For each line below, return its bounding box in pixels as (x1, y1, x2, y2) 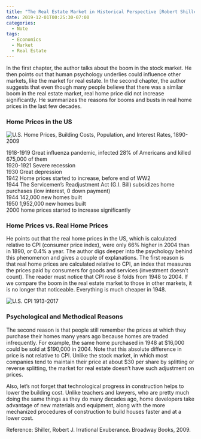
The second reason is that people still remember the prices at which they (6, 326, 187, 333)
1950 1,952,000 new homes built (6, 200, 87, 208)
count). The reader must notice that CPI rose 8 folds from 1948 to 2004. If (6, 273, 188, 281)
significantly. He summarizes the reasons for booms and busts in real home (6, 96, 193, 103)
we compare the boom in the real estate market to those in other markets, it (6, 279, 193, 287)
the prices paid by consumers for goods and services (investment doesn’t (6, 267, 188, 274)
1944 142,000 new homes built (6, 194, 83, 201)
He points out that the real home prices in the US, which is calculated (6, 235, 176, 242)
